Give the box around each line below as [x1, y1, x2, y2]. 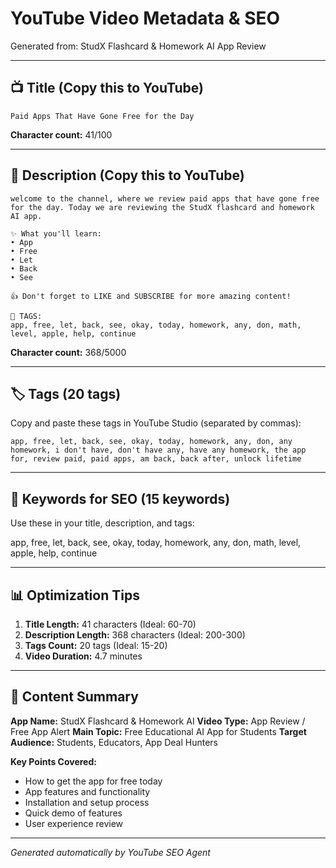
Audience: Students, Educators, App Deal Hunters [10, 736, 218, 748]
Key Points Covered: [10, 755, 97, 767]
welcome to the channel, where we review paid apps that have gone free [10, 193, 320, 204]
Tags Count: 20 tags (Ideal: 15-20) [24, 640, 168, 651]
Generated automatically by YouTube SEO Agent [10, 846, 211, 858]
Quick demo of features [24, 807, 123, 819]
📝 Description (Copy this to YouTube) [10, 167, 245, 184]
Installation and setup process [24, 796, 150, 808]
